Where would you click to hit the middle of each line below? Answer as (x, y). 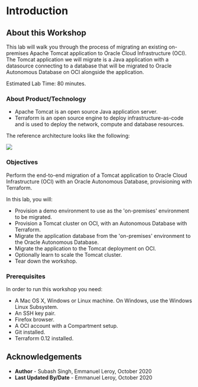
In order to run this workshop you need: (54, 289)
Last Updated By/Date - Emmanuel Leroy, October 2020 (83, 378)
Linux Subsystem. (36, 307)
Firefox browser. (35, 319)
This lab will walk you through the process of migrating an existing (87, 47)
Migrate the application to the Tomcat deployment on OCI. (85, 248)
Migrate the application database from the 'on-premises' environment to (103, 236)
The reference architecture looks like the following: (68, 136)
